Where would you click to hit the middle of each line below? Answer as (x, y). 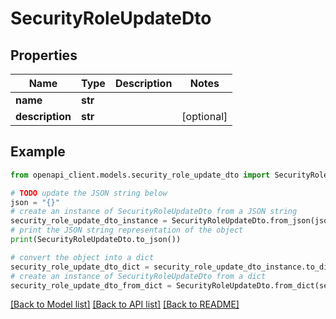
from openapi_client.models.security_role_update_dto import (140, 175)
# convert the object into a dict (82, 257)
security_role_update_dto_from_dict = (91, 285)
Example (38, 152)
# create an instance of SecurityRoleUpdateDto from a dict (138, 276)
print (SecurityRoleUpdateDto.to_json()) (96, 240)
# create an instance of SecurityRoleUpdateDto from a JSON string (154, 212)
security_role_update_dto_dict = (80, 267)
